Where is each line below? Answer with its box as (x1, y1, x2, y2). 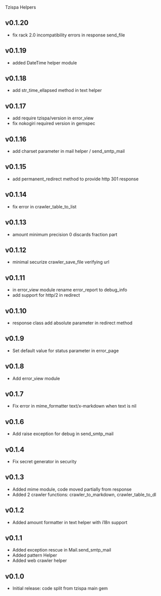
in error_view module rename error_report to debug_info (12, 287, 128, 293)
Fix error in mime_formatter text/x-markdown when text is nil (12, 403, 137, 409)
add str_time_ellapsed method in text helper (12, 87, 102, 93)
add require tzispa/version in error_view (12, 115, 94, 121)
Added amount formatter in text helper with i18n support (12, 519, 128, 525)
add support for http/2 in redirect (12, 292, 80, 298)
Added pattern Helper (12, 552, 57, 559)
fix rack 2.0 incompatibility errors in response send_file (12, 32, 125, 38)
